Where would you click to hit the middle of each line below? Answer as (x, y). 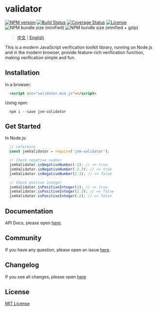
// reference (23, 147)
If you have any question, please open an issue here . (58, 250)
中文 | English (31, 37)
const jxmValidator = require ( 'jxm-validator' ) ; (60, 151)
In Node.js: (16, 138)
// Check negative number (36, 160)
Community (23, 238)
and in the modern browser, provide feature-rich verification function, (75, 52)
